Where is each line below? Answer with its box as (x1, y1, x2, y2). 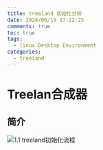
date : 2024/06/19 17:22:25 (7, 17, 84, 23)
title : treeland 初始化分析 (7, 10, 82, 17)
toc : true (7, 29, 36, 36)
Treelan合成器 (7, 87, 88, 102)
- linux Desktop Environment (13, 42, 97, 49)
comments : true (7, 23, 51, 30)
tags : (7, 36, 23, 43)
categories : (7, 49, 41, 56)
